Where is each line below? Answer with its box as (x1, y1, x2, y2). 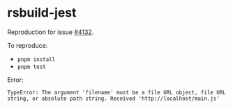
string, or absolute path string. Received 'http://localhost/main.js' (7, 95, 220, 102)
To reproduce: (7, 41, 48, 49)
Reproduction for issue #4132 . (7, 28, 94, 36)
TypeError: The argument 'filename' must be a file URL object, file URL (7, 89, 227, 96)
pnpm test (17, 63, 47, 70)
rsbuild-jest (7, 5, 77, 21)
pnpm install (17, 56, 56, 63)
